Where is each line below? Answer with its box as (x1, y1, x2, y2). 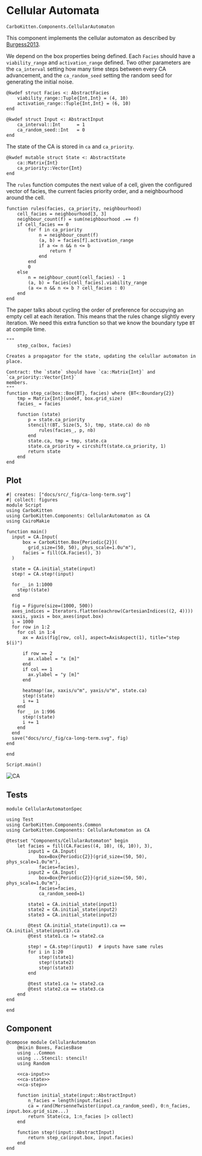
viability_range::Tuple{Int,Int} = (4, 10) (17, 95, 129, 101)
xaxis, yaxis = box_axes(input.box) (11, 613, 104, 619)
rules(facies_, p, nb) (38, 427, 96, 433)
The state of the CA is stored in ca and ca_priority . (6, 143, 134, 150)
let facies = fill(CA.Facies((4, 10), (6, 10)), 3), (17, 842, 153, 849)
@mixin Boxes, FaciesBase (17, 1045, 83, 1051)
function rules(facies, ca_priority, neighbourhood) (6, 205, 142, 212)
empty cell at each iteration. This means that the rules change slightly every (6, 312, 195, 320)
